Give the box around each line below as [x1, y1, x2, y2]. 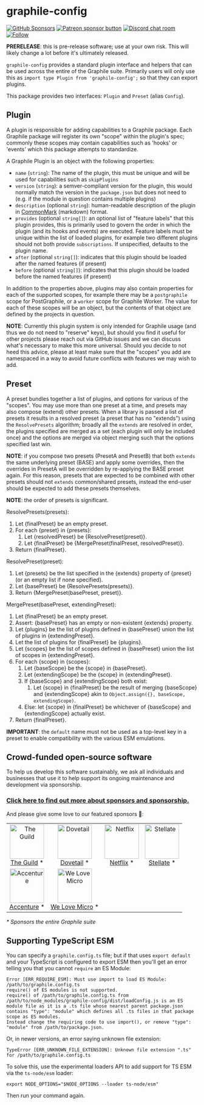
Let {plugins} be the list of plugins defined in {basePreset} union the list [15, 625, 194, 633]
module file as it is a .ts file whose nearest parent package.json [6, 1003, 183, 1009]
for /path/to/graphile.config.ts [6, 1053, 91, 1059]
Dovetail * [60, 858, 89, 867]
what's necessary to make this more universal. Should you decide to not [6, 341, 187, 349]
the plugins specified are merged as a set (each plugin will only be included [6, 427, 195, 435]
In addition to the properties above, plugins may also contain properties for [6, 285, 194, 292]
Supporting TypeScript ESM [6, 936, 114, 946]
